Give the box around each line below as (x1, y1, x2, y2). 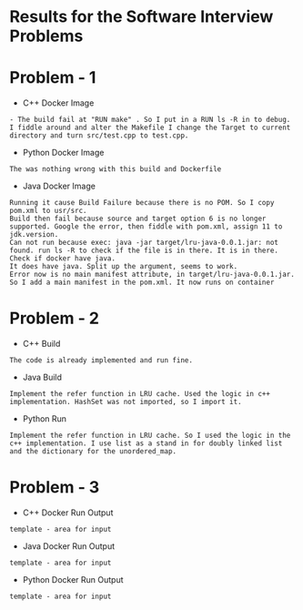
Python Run (22, 413, 66, 424)
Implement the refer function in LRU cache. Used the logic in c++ (9, 390, 271, 399)
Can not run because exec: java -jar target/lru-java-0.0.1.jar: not (9, 239, 279, 248)
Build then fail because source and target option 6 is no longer (9, 214, 267, 224)
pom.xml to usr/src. (9, 207, 88, 216)
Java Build (22, 371, 62, 383)
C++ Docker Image (22, 97, 95, 108)
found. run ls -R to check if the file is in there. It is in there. (9, 246, 279, 256)
